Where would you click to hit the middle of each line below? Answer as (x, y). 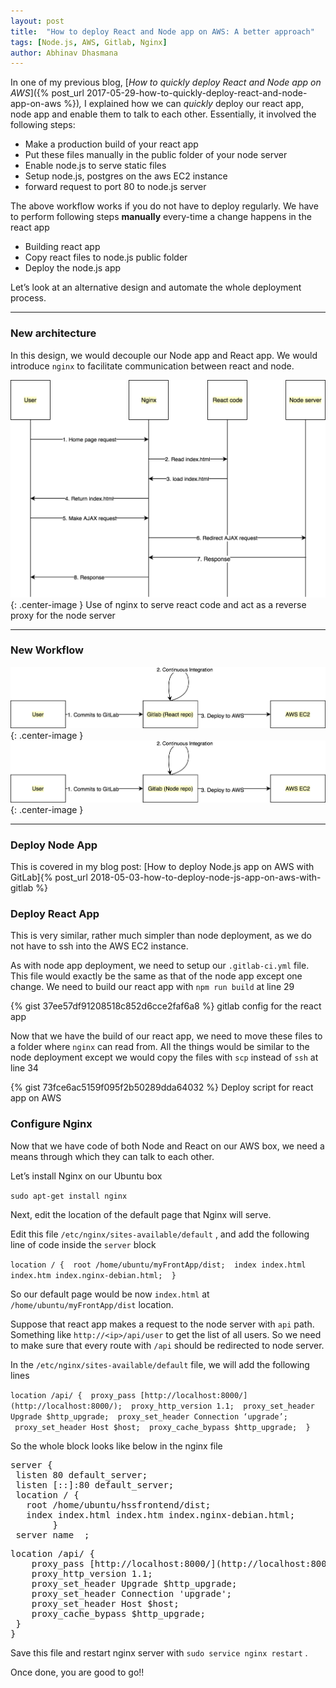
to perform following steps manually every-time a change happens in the (161, 217)
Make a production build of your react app (111, 144)
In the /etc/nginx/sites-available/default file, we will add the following (160, 1364)
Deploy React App (55, 914)
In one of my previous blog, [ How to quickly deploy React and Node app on (166, 82)
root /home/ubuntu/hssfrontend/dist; (119, 1504)
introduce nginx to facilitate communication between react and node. (152, 366)
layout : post (37, 21)
